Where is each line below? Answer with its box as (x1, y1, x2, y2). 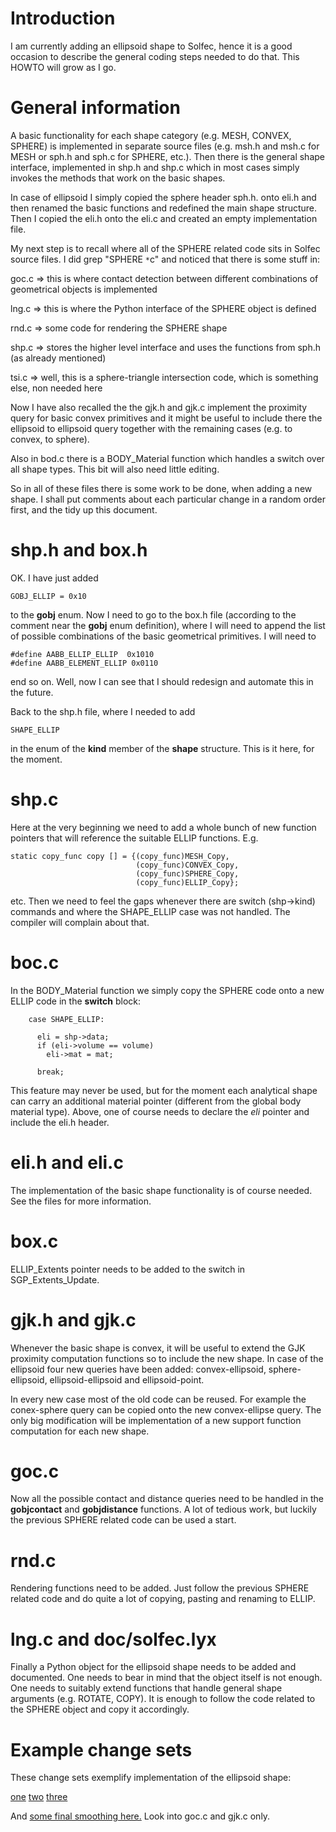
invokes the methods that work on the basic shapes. (10, 172, 226, 184)
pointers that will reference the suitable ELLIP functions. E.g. (10, 832, 259, 844)
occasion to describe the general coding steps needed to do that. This (10, 50, 300, 62)
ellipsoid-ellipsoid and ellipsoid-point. (49, 1373, 205, 1386)
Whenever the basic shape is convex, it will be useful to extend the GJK (10, 1342, 306, 1354)
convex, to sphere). (10, 433, 90, 445)
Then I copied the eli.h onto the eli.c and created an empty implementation (10, 212, 318, 224)
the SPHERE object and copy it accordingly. (10, 1703, 190, 1716)
